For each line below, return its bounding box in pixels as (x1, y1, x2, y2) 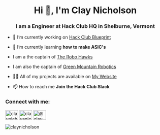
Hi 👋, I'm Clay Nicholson (34, 5, 137, 16)
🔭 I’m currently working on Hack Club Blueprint (12, 34, 111, 40)
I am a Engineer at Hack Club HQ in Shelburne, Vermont (16, 23, 155, 30)
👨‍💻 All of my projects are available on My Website (12, 74, 117, 80)
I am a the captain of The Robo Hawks (12, 54, 93, 60)
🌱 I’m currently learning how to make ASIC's (12, 44, 106, 50)
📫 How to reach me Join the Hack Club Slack (12, 84, 110, 90)
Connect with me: (5, 98, 50, 106)
